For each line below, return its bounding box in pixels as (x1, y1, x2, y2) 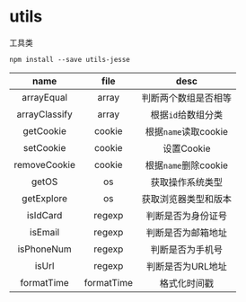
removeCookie (13, 158, 76, 171)
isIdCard (26, 209, 63, 221)
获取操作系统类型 (150, 175, 223, 188)
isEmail (30, 226, 60, 238)
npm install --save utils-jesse (9, 55, 130, 64)
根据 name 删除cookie (145, 159, 229, 172)
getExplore (22, 191, 68, 204)
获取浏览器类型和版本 (141, 192, 232, 205)
